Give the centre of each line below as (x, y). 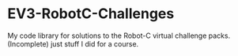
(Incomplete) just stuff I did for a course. (73, 43)
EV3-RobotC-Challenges (91, 14)
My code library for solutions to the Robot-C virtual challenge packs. (119, 35)
